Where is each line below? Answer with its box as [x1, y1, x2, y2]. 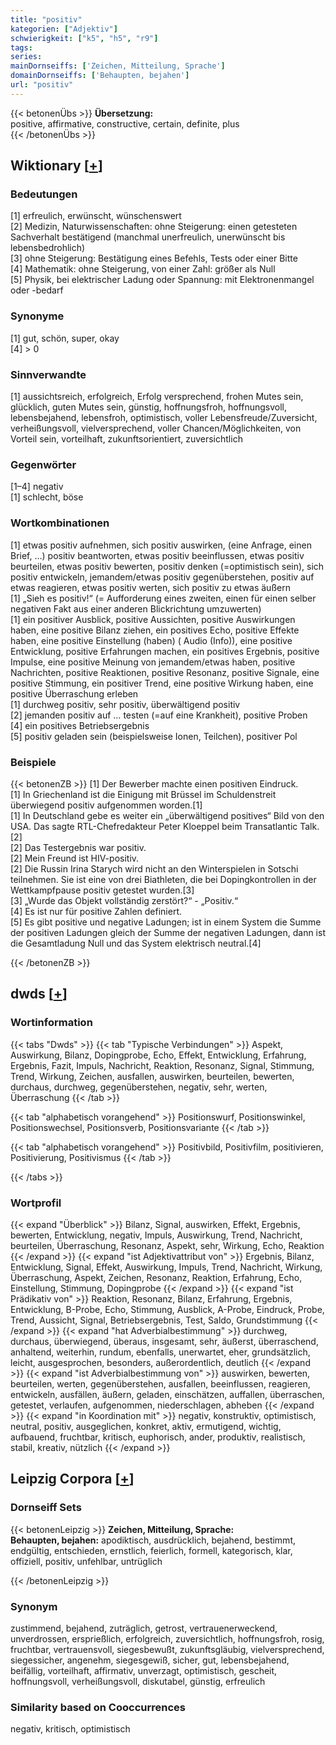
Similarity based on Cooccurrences [10, 1700, 186, 1714]
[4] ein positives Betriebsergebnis [10, 719, 150, 731]
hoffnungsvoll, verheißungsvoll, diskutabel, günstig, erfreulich [10, 1675, 266, 1687]
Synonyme [10, 309, 65, 323]
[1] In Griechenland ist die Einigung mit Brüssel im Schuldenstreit [10, 788, 277, 800]
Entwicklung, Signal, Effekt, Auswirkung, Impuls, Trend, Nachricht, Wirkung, [10, 1261, 323, 1273]
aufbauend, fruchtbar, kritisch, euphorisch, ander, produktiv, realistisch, [10, 1431, 306, 1443]
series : [10, 52, 43, 62]
